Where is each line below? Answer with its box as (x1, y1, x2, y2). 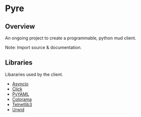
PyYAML (12, 91, 29, 97)
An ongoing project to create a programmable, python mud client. (5, 35, 137, 41)
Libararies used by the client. (5, 71, 63, 77)
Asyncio (12, 81, 29, 86)
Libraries (5, 59, 33, 67)
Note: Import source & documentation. (5, 45, 82, 50)
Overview (5, 22, 35, 31)
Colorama (12, 96, 32, 102)
